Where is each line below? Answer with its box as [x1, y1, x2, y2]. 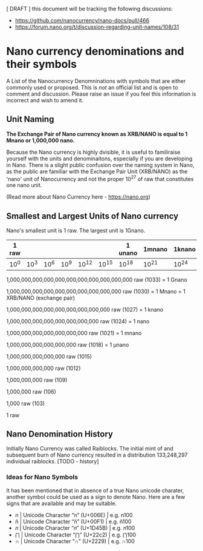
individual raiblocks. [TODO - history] [6, 458, 99, 465]
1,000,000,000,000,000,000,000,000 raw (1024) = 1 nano [6, 317, 150, 325]
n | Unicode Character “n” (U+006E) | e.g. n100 [14, 511, 133, 518]
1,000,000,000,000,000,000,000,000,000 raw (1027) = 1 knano [6, 306, 164, 313]
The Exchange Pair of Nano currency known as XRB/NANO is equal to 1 [6, 130, 188, 137]
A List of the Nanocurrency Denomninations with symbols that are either [6, 77, 186, 84]
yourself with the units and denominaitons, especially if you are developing [6, 154, 193, 162]
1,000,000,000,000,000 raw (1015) [6, 352, 92, 360]
